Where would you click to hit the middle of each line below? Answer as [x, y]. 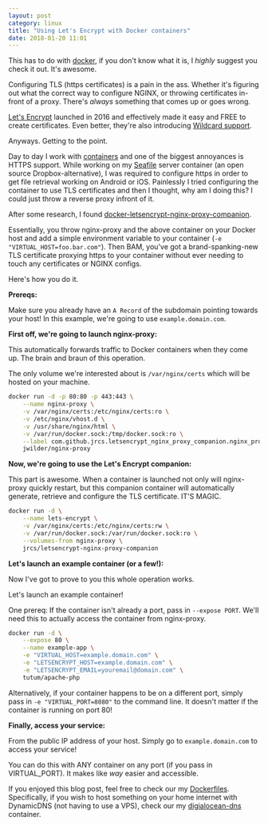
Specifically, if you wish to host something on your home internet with [123, 797]
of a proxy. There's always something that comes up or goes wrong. [138, 101]
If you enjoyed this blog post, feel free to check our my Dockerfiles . [119, 788]
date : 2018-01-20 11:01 [48, 38]
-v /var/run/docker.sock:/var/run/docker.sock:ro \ [110, 533]
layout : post [30, 16]
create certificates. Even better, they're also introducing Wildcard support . [130, 125]
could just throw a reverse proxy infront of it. [81, 199]
